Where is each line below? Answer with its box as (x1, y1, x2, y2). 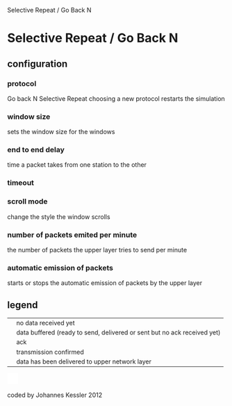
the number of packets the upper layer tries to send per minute (7, 245, 188, 254)
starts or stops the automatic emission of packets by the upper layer (7, 279, 203, 287)
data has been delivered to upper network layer (16, 357, 151, 366)
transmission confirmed (16, 348, 85, 356)
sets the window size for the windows (7, 128, 115, 136)
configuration (7, 58, 68, 70)
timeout (7, 178, 35, 188)
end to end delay (7, 145, 65, 155)
